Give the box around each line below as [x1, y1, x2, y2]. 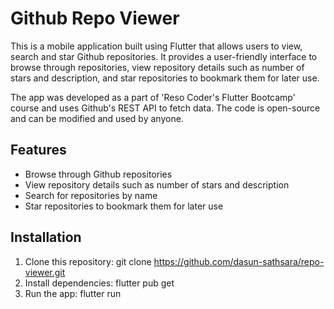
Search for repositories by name [24, 189, 158, 201]
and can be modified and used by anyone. [10, 112, 184, 124]
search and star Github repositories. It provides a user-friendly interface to [10, 50, 318, 62]
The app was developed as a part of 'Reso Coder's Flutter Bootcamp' [10, 91, 296, 103]
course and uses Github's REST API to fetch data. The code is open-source [10, 102, 321, 114]
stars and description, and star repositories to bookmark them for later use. [10, 72, 320, 84]
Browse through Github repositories [24, 168, 173, 180]
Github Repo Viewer [10, 7, 180, 30]
